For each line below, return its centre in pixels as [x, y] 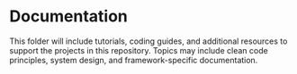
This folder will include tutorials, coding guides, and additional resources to [148, 41]
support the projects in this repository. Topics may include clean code [139, 50]
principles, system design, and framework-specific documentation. [134, 60]
